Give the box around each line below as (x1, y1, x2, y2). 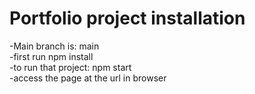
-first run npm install (9, 50, 94, 62)
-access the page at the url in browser (9, 72, 167, 84)
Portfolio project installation (9, 7, 246, 30)
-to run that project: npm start (9, 61, 132, 73)
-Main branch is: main (9, 40, 100, 52)
